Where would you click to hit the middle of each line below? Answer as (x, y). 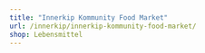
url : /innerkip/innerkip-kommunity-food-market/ (103, 26)
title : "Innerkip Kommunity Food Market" (89, 18)
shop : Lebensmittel (46, 34)
